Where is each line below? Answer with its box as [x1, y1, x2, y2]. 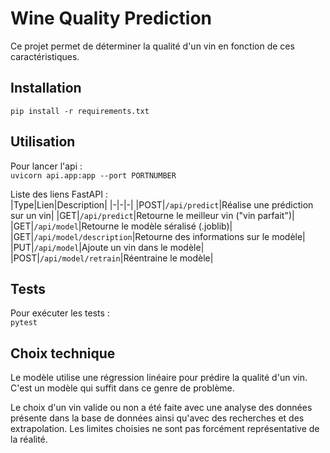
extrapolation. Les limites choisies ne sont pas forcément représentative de [10, 423, 320, 435]
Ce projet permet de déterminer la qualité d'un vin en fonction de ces [10, 40, 295, 52]
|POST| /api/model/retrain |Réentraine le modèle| [10, 252, 214, 264]
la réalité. [10, 433, 48, 446]
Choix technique [10, 345, 116, 362]
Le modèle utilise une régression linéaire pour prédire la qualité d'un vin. [10, 372, 308, 384]
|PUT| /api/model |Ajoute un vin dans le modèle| [10, 241, 205, 253]
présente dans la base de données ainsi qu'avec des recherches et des [10, 412, 305, 424]
